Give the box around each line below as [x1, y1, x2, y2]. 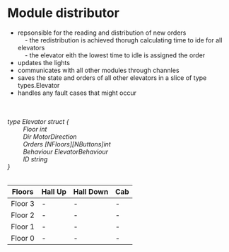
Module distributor [7, 5, 120, 21]
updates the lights [17, 58, 71, 67]
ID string [23, 154, 48, 164]
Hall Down [73, 186, 109, 196]
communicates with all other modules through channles [17, 66, 180, 74]
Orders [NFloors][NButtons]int [23, 139, 111, 148]
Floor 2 [11, 210, 35, 220]
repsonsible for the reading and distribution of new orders [17, 28, 187, 37]
